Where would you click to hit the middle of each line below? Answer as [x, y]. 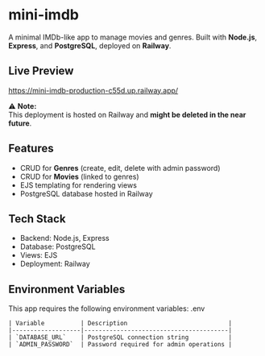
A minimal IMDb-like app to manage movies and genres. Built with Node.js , [133, 37]
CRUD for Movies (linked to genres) [79, 176]
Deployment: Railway [55, 264]
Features [31, 149]
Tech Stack [37, 219]
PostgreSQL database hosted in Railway [86, 193]
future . [20, 123]
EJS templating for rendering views [78, 185]
